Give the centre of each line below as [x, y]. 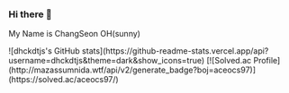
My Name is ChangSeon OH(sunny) [75, 34]
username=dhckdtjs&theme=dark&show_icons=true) [107, 61]
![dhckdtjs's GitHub [44, 51]
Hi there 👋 [31, 14]
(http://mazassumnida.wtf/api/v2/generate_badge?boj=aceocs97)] [132, 70]
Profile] [267, 61]
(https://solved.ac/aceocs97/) [63, 80]
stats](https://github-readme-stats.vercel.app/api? [175, 51]
